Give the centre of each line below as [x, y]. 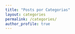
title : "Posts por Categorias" [38, 10]
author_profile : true [28, 24]
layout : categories [25, 14]
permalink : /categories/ [31, 19]
